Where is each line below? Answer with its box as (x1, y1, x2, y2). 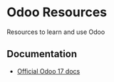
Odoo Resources (6, 4, 108, 20)
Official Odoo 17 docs (16, 66, 81, 75)
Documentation (6, 48, 78, 60)
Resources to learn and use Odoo (6, 28, 105, 36)
